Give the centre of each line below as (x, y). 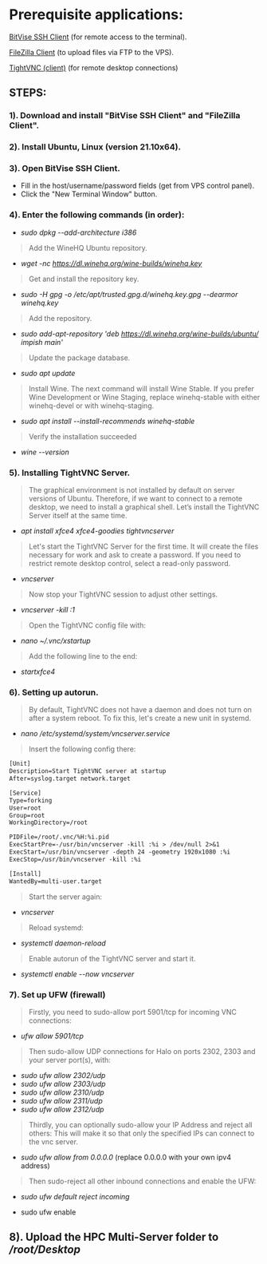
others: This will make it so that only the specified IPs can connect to (141, 1133)
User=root (26, 808)
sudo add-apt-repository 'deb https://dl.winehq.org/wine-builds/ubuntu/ (139, 334)
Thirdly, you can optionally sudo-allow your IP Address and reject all (140, 1124)
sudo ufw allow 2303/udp (63, 1084)
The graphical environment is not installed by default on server (132, 490)
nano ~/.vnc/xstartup (55, 641)
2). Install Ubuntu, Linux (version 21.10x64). (95, 147)
